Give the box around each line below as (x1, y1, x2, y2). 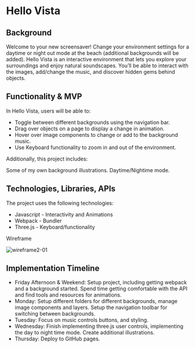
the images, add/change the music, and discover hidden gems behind (6, 68, 175, 75)
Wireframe (6, 235, 32, 242)
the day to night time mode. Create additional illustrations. (14, 329, 155, 336)
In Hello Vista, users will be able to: (6, 107, 91, 114)
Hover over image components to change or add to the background (14, 131, 178, 138)
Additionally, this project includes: (6, 155, 88, 162)
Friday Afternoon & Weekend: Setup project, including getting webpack (14, 279, 187, 286)
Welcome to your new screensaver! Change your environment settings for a (6, 43, 190, 50)
